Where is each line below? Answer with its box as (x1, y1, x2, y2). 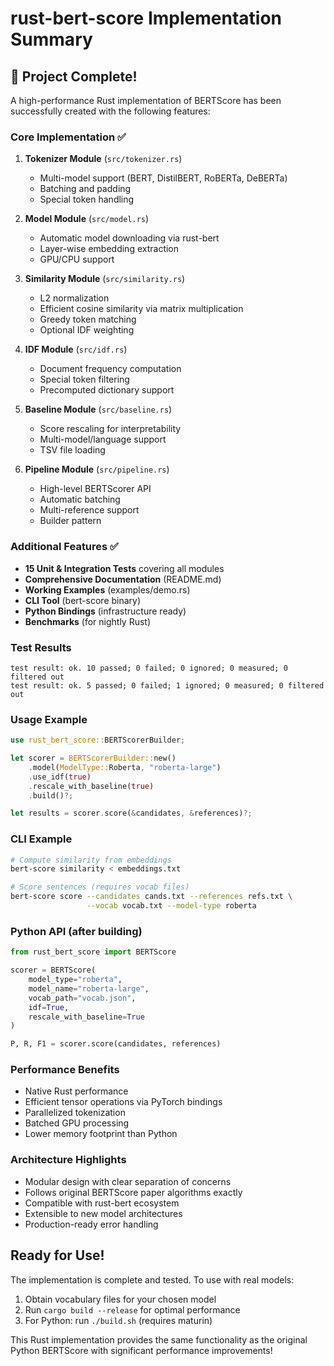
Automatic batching (39, 493, 121, 506)
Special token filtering (39, 373, 130, 386)
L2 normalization (39, 292, 110, 304)
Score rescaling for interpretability (39, 423, 182, 435)
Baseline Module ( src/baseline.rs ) (24, 403, 173, 416)
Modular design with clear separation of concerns (24, 1175, 232, 1187)
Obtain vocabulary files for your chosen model (24, 1293, 217, 1305)
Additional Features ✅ (10, 540, 119, 554)
